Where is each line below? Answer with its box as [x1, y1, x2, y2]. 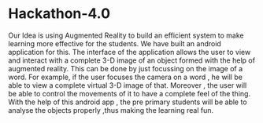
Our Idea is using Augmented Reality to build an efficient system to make [8, 31, 244, 40]
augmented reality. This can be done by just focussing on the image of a [8, 63, 243, 73]
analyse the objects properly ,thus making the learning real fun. [8, 105, 214, 114]
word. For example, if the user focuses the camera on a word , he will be [8, 72, 243, 81]
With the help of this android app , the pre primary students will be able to [8, 97, 247, 107]
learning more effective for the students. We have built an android [8, 38, 222, 48]
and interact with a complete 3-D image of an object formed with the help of [8, 56, 256, 65]
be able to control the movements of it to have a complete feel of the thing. [8, 89, 250, 98]
